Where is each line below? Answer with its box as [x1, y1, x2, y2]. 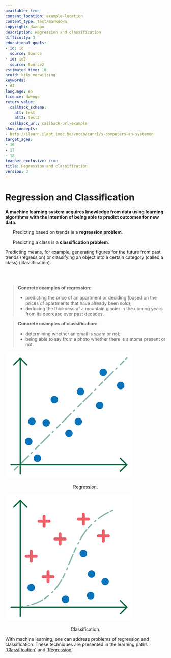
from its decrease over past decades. [25, 311, 104, 317]
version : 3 [5, 169, 28, 174]
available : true [5, 8, 40, 13]
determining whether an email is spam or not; [25, 331, 121, 337]
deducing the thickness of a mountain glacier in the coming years [25, 305, 163, 311]
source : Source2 [10, 62, 44, 67]
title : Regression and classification [5, 164, 88, 169]
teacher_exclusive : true [5, 158, 58, 164]
